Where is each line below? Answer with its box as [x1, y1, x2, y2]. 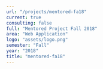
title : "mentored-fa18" [6, 53, 66, 59]
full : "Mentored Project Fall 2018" [6, 25, 98, 32]
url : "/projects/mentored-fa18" [6, 8, 87, 15]
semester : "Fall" [6, 43, 50, 49]
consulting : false [6, 20, 52, 26]
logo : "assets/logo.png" [6, 37, 68, 43]
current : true [6, 14, 42, 20]
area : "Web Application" [6, 31, 68, 37]
